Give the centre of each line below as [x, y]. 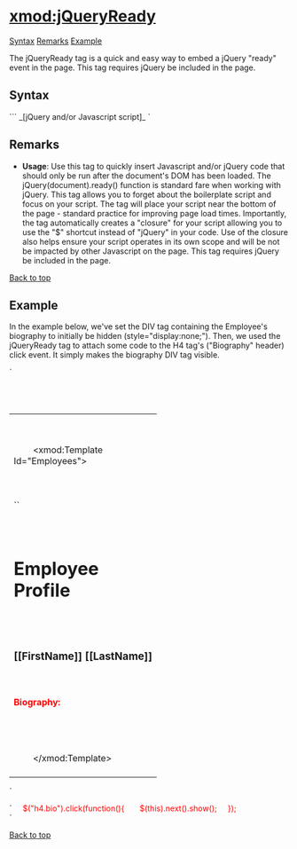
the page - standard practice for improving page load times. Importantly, [154, 213]
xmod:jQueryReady [83, 16]
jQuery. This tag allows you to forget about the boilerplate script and [147, 194]
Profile [42, 591]
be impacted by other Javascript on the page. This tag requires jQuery [150, 251]
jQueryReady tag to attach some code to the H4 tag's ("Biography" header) [147, 346]
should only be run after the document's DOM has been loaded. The [147, 176]
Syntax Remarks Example [56, 41]
